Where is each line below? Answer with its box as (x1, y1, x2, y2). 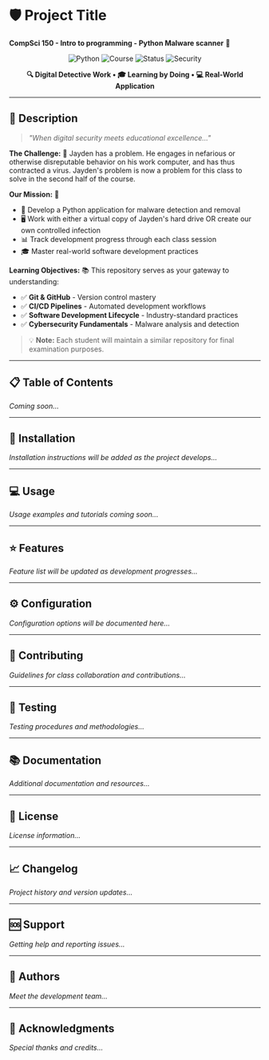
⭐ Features (9, 541, 65, 555)
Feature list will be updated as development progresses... (9, 566, 198, 576)
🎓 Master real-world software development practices (20, 246, 199, 256)
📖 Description (9, 112, 78, 125)
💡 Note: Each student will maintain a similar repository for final (28, 335, 235, 344)
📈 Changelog (9, 862, 78, 875)
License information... (9, 831, 81, 840)
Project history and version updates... (9, 887, 133, 897)
